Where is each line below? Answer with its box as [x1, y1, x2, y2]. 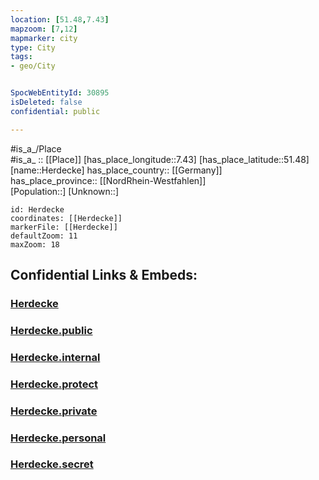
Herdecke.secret [10, 457, 94, 471]
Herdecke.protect [10, 377, 99, 391]
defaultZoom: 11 [10, 231, 78, 241]
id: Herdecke [10, 204, 65, 215]
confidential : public [10, 106, 101, 116]
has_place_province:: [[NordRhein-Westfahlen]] [10, 174, 207, 186]
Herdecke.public [10, 323, 93, 337]
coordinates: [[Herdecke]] [10, 213, 123, 223]
